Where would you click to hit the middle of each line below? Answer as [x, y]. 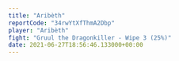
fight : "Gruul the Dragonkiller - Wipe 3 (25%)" [90, 38]
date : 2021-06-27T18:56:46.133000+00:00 [76, 45]
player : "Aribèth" [38, 30]
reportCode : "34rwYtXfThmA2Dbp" [61, 23]
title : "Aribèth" [37, 15]
